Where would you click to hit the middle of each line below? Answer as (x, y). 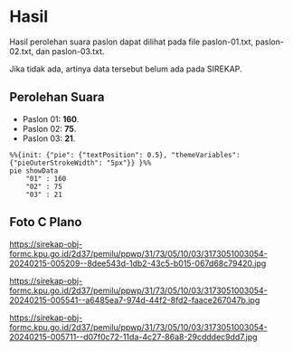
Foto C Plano (46, 222)
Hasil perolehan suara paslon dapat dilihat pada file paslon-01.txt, (132, 42)
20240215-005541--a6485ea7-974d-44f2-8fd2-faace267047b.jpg (135, 299)
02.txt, (22, 51)
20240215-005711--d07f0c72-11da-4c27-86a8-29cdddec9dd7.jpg (133, 337)
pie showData (34, 171)
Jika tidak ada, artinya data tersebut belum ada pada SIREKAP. (126, 69)
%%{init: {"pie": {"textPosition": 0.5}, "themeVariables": (125, 155)
